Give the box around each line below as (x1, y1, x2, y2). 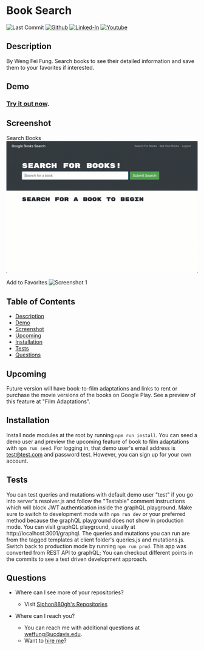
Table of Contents (6, 297, 76, 307)
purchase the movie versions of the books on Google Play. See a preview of (6, 391, 196, 398)
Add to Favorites (6, 279, 47, 286)
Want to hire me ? (24, 637, 67, 645)
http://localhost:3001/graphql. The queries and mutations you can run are (6, 529, 190, 537)
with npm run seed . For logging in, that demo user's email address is (6, 444, 176, 452)
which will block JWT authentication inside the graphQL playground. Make (6, 504, 192, 511)
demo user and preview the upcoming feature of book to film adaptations (6, 438, 189, 445)
